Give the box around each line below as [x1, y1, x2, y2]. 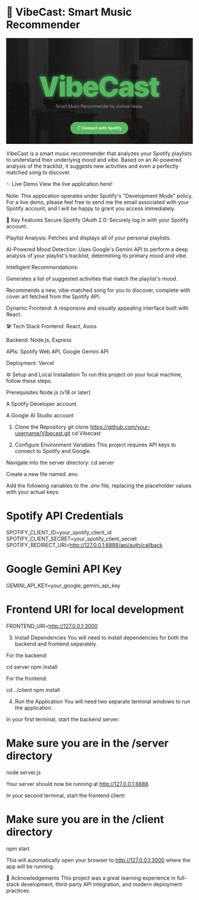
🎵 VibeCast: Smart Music [6, 5, 132, 19]
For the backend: [6, 652, 48, 659]
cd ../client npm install [6, 686, 60, 693]
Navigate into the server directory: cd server [6, 459, 114, 466]
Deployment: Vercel [6, 359, 54, 366]
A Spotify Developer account [6, 400, 77, 407]
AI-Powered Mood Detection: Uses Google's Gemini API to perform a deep [6, 246, 188, 253]
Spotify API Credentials [6, 509, 124, 523]
